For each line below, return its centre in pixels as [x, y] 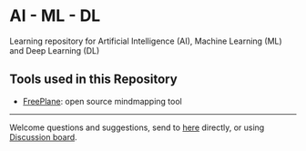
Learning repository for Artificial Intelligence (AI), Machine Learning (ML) [146, 41]
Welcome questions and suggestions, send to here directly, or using [137, 127]
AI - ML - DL [55, 16]
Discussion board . [43, 136]
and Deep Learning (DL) [55, 50]
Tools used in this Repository [93, 80]
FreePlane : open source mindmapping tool [102, 101]
